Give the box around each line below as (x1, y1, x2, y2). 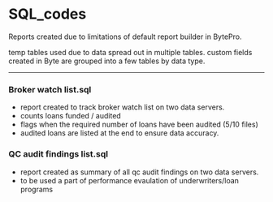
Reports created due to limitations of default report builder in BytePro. (8, 32, 242, 41)
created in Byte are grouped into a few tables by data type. (8, 56, 206, 66)
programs (19, 184, 54, 194)
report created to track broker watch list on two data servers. (19, 102, 225, 112)
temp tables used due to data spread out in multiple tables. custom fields (8, 47, 253, 57)
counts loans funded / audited (19, 111, 122, 121)
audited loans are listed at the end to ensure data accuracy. (19, 128, 219, 138)
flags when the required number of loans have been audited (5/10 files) (19, 119, 258, 130)
